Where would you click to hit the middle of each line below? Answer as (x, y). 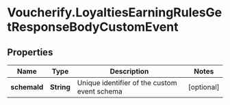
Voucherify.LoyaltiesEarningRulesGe (115, 13)
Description (129, 71)
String (60, 87)
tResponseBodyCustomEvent (93, 27)
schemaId (27, 87)
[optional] (204, 87)
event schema (100, 91)
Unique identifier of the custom (127, 83)
